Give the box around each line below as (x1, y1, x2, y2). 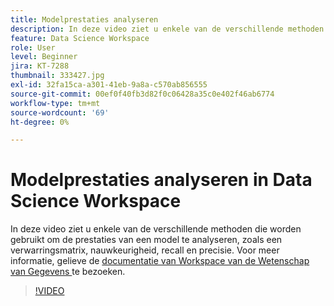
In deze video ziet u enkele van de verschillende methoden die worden (10, 223, 302, 235)
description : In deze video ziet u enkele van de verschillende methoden (10, 24, 325, 34)
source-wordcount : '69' (10, 107, 110, 118)
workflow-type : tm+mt (10, 98, 101, 108)
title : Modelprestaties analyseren (10, 14, 159, 25)
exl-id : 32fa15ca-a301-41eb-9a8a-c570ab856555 (10, 80, 208, 90)
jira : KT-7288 (10, 61, 70, 71)
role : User (10, 42, 56, 53)
